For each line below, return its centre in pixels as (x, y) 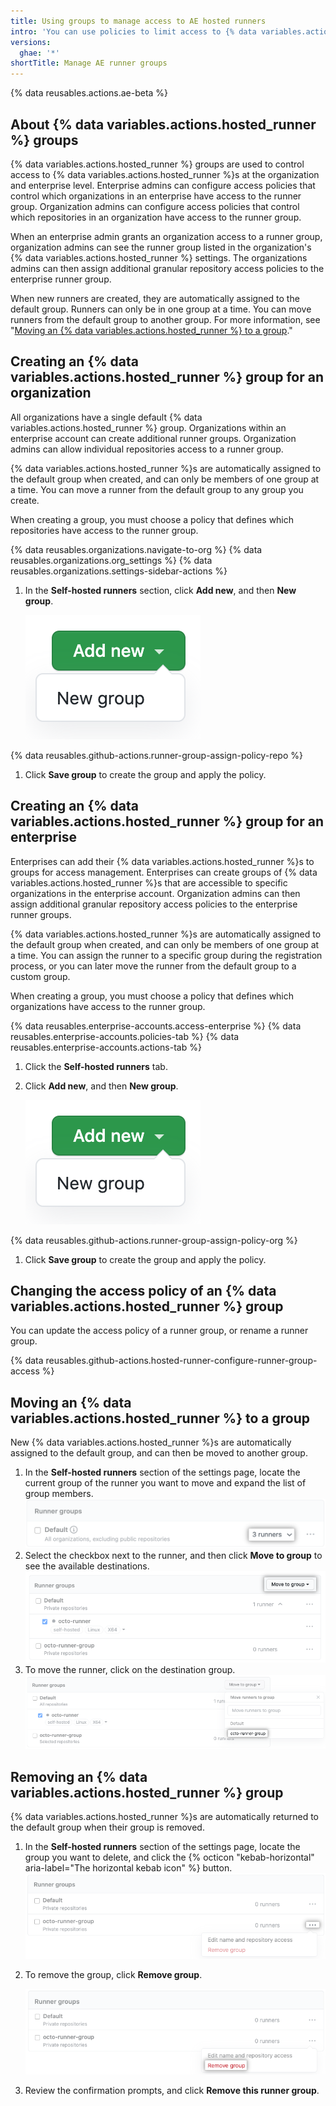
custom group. (40, 976)
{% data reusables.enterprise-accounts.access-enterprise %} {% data (156, 1026)
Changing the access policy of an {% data (143, 1290)
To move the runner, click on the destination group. (130, 1670)
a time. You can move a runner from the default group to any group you (157, 489)
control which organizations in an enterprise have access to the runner (156, 196)
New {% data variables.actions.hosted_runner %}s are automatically (151, 1442)
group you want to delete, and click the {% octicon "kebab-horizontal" (169, 1857)
